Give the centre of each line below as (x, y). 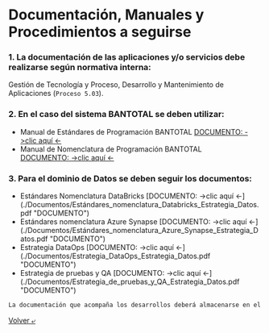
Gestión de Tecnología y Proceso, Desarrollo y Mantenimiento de (116, 85)
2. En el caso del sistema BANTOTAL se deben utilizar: (116, 114)
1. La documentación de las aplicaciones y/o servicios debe (127, 57)
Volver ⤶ (22, 320)
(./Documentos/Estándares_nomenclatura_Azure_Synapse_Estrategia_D (139, 231)
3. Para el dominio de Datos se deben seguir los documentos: (130, 178)
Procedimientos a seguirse (100, 32)
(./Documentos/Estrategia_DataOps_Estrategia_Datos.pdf (115, 256)
